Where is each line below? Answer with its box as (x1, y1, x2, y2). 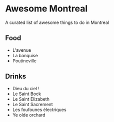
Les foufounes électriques (12, 107, 66, 113)
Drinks (5, 72, 26, 81)
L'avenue (12, 47, 31, 53)
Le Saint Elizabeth (12, 96, 50, 102)
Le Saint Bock (12, 91, 41, 97)
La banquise (12, 52, 38, 58)
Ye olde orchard (12, 112, 45, 118)
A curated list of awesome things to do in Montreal (5, 19, 109, 25)
